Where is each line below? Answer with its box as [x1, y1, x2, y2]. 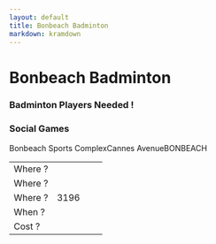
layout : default [9, 12, 69, 22]
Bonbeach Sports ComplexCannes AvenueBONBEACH [9, 142, 208, 153]
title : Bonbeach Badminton [9, 21, 109, 30]
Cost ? [13, 220, 41, 233]
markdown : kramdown [9, 29, 81, 38]
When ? [13, 205, 46, 217]
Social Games [9, 123, 70, 135]
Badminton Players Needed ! [9, 99, 135, 111]
